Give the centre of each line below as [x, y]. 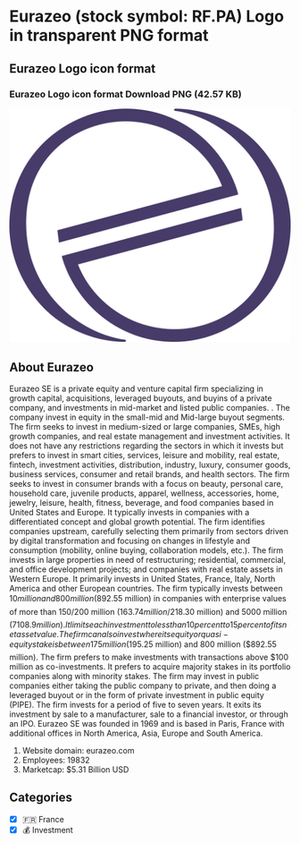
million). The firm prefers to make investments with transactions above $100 [149, 657]
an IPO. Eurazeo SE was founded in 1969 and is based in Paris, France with [147, 724]
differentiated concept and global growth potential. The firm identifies [137, 522]
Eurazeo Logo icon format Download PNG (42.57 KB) [126, 94]
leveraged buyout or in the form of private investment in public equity [137, 695]
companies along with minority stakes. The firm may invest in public [134, 677]
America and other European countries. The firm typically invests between [146, 589]
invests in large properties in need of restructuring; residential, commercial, [148, 560]
